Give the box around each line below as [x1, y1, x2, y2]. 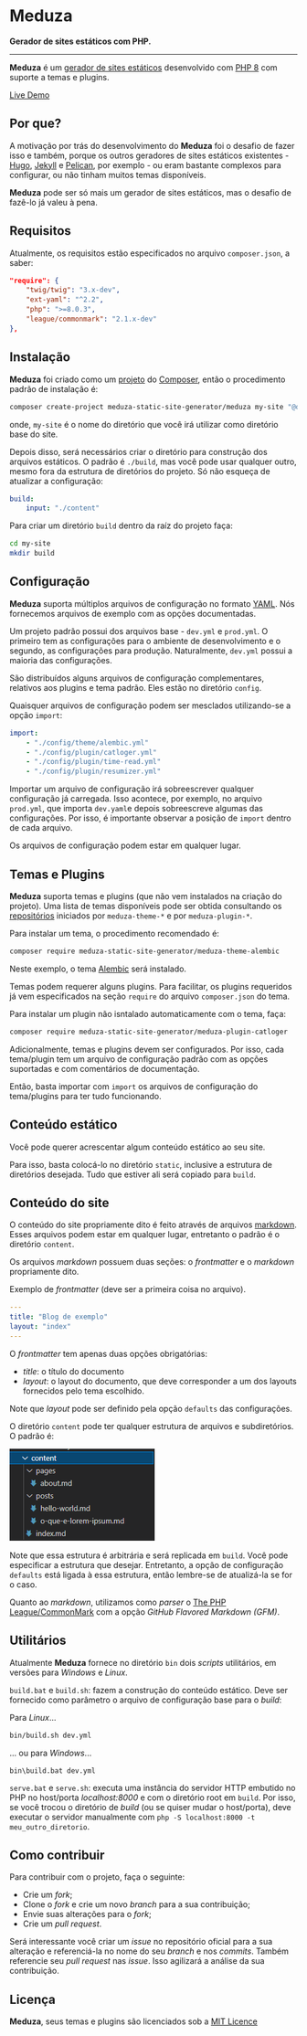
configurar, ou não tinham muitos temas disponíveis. [9, 169, 206, 180]
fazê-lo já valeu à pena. [9, 196, 98, 207]
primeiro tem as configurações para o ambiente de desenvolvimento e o [9, 635, 281, 646]
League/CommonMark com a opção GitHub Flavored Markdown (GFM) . [9, 1606, 281, 1617]
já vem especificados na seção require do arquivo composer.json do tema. [9, 991, 291, 1002]
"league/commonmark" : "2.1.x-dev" [26, 314, 157, 324]
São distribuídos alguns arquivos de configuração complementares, [9, 673, 265, 684]
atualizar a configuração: [9, 475, 103, 486]
